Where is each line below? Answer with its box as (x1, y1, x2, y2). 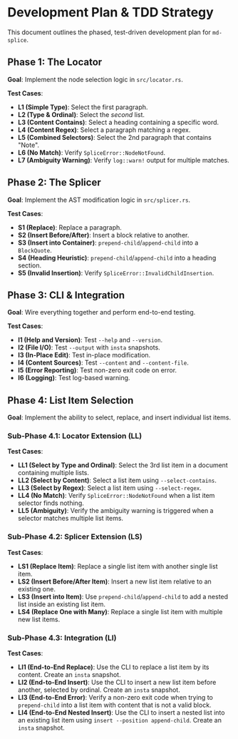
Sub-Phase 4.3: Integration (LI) (7, 633, 117, 643)
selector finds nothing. (17, 499, 84, 507)
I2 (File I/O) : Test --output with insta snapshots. (17, 343, 160, 352)
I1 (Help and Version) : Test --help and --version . (17, 336, 162, 345)
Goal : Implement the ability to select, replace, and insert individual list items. (7, 413, 232, 422)
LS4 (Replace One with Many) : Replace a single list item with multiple (17, 607, 223, 616)
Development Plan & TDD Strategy (7, 4, 214, 21)
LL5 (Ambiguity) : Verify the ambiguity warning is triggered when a (17, 506, 214, 515)
